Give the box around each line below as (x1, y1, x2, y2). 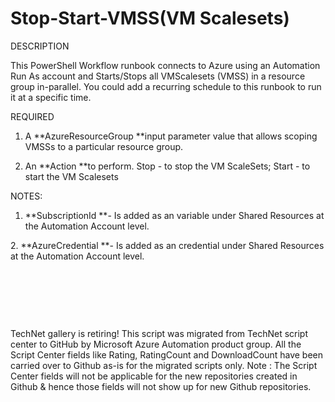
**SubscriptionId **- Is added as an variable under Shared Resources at (24, 209, 325, 221)
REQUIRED (10, 110, 55, 122)
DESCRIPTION (10, 40, 70, 52)
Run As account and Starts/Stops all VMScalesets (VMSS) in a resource (10, 70, 306, 82)
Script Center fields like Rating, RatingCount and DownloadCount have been (10, 348, 323, 361)
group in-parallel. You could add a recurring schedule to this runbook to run (10, 80, 322, 92)
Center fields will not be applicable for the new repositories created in (10, 370, 298, 382)
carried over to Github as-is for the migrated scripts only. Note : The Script (10, 359, 318, 371)
